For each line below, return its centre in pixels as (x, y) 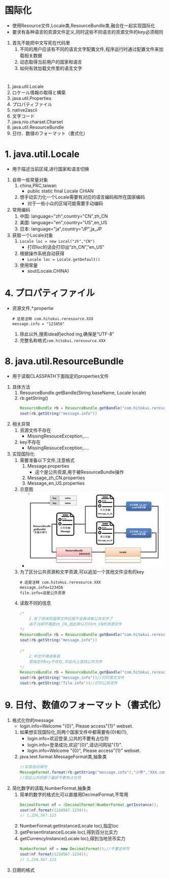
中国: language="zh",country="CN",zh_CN (64, 216)
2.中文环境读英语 (45, 656)
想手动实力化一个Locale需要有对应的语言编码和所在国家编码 (82, 197)
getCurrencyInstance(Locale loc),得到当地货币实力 (73, 839)
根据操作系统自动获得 (42, 253)
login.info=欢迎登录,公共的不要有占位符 (68, 739)
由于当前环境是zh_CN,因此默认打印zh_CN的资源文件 (76, 624)
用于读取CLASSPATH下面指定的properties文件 (60, 376)
